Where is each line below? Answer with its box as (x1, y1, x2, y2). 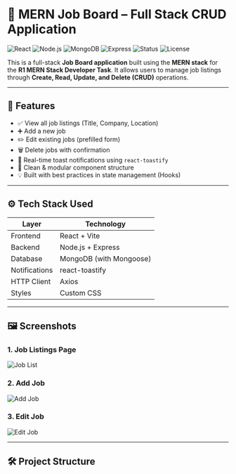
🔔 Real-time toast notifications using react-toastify (17, 155, 169, 164)
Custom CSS (59, 288, 102, 297)
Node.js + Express (59, 242, 120, 252)
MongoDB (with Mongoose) (59, 253, 152, 263)
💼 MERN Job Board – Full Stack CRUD (7, 6, 227, 23)
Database (11, 253, 43, 263)
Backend (11, 242, 40, 252)
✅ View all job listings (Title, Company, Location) (17, 119, 159, 127)
